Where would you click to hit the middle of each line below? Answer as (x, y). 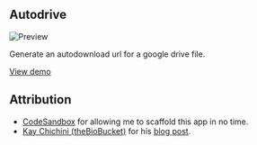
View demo (30, 71)
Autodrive (38, 15)
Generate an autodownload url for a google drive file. (107, 54)
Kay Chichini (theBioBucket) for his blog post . (106, 131)
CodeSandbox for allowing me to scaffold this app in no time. (135, 122)
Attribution (40, 100)
